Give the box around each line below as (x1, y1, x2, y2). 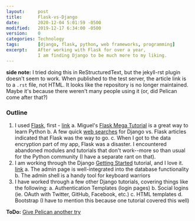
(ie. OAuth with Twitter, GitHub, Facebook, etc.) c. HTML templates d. (14, 190, 183, 197)
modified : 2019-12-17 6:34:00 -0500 (6, 25, 101, 31)
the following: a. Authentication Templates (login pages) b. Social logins (14, 184, 189, 192)
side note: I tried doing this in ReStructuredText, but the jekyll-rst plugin (6, 68, 181, 75)
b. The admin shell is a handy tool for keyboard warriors (14, 171, 151, 179)
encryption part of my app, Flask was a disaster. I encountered (14, 140, 167, 147)
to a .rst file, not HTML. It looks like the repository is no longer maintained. (6, 81, 189, 88)
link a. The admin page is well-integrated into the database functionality (14, 166, 189, 173)
